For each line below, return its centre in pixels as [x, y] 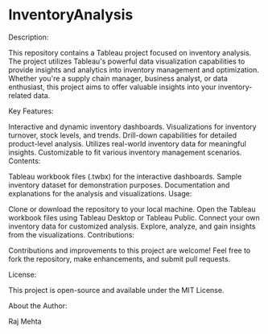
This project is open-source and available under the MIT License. [116, 290]
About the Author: [38, 305]
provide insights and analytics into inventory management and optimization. [134, 69]
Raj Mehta [25, 321]
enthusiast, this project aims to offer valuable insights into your [112, 87]
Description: [29, 37]
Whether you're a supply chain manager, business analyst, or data [118, 78]
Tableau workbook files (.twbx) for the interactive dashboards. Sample [125, 176]
